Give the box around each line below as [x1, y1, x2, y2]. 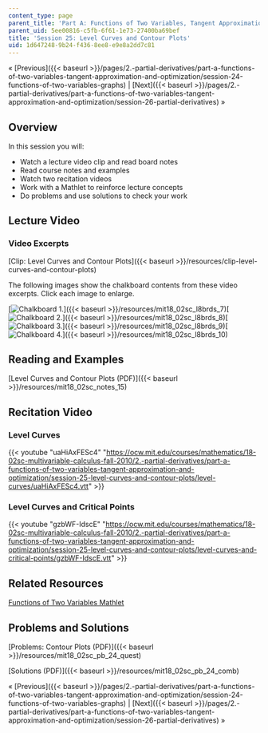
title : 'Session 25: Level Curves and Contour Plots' [8, 34, 191, 42]
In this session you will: [8, 141, 85, 151]
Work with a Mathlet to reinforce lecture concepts [19, 182, 183, 192]
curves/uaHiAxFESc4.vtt [8, 481, 89, 491]
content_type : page [8, 11, 73, 20]
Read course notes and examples [19, 165, 130, 175]
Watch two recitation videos [19, 173, 112, 184]
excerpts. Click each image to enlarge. [8, 288, 135, 298]
